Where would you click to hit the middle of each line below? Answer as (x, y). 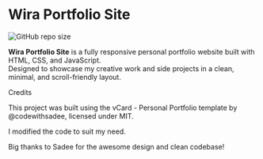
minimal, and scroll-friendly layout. (65, 77)
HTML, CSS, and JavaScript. (55, 60)
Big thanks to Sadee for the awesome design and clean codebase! (116, 146)
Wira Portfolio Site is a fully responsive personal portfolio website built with (131, 51)
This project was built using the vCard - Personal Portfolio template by (123, 108)
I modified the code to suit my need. (67, 131)
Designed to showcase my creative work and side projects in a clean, (121, 68)
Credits (20, 92)
